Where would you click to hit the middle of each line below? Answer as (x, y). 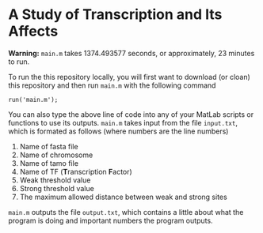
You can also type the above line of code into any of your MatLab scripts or (131, 114)
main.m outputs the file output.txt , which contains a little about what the (126, 212)
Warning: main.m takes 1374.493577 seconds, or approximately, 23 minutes (131, 53)
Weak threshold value (55, 180)
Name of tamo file (49, 163)
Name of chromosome (56, 155)
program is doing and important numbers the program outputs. (111, 220)
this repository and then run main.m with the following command (112, 85)
